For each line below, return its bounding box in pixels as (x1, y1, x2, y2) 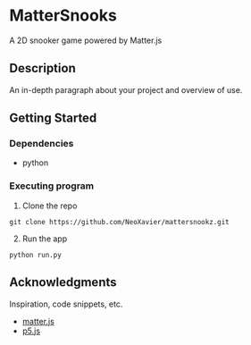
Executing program (9, 180, 95, 192)
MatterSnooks (9, 5, 118, 26)
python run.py (9, 250, 63, 259)
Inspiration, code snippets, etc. (9, 299, 123, 309)
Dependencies (9, 138, 74, 150)
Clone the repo (21, 200, 78, 211)
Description (9, 61, 76, 76)
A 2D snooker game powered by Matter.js (9, 35, 163, 46)
